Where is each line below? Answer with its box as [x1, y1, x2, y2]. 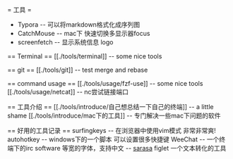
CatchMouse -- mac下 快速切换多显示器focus [17, 30, 150, 37]
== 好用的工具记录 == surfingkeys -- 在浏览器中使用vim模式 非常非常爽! [7, 127, 217, 134]
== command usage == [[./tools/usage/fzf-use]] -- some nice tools [7, 79, 203, 87]
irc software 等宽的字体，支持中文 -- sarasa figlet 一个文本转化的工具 [25, 144, 227, 152]
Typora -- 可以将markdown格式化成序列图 [17, 20, 141, 29]
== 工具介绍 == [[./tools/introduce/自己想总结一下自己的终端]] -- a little [7, 103, 214, 110]
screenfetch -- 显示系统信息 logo [17, 38, 114, 46]
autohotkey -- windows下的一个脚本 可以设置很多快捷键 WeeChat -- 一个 [7, 135, 220, 144]
